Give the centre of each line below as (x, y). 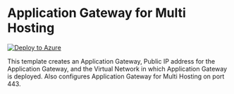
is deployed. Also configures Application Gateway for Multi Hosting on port (116, 76)
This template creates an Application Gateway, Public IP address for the (111, 61)
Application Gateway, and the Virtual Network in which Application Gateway (117, 69)
